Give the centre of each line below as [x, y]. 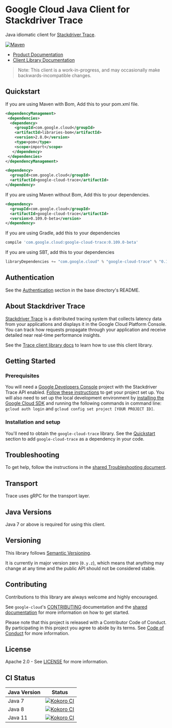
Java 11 [18, 718]
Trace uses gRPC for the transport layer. [48, 496]
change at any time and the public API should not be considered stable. [81, 568]
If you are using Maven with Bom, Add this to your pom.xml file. [72, 104]
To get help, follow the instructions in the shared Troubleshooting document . [86, 467]
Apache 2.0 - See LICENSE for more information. [57, 662]
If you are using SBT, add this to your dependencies [60, 252]
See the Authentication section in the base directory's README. [72, 290]
